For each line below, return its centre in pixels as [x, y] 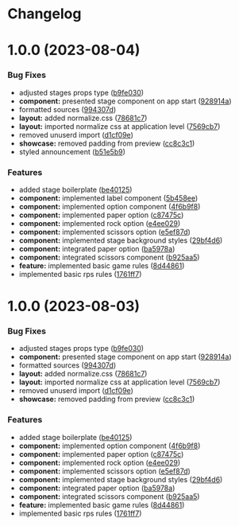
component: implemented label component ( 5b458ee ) [108, 198]
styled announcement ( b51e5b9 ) [72, 151]
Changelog [44, 14]
